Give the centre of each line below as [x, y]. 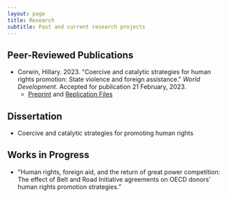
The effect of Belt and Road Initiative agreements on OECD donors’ [114, 179]
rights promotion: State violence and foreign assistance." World [109, 79]
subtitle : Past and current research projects [76, 27]
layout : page [26, 14]
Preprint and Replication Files [70, 94]
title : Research [31, 20]
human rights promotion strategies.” [69, 187]
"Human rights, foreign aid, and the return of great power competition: [119, 171]
